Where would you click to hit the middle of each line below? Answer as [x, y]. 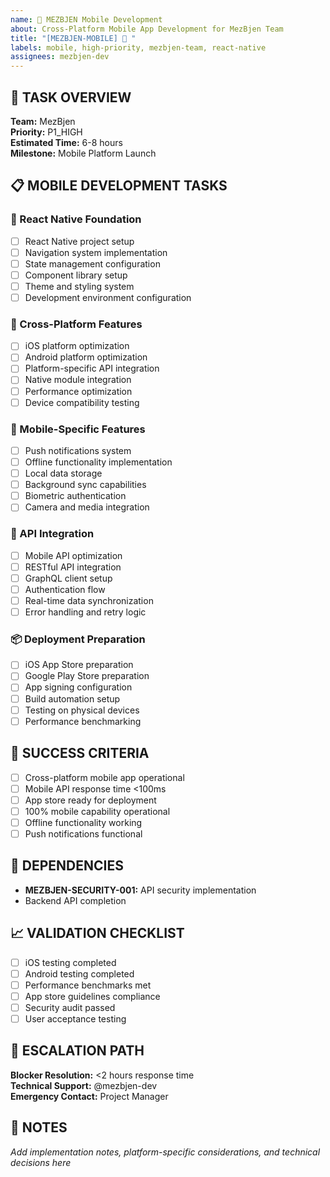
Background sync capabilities [85, 485]
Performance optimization [78, 391]
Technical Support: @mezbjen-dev [84, 1085]
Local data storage [63, 473]
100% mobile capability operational [97, 811]
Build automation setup [72, 698]
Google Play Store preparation [87, 676]
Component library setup [76, 275]
